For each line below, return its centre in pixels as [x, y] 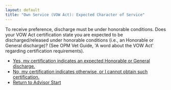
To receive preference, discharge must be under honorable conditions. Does [86, 29]
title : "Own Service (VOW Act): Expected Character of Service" [75, 15]
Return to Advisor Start [37, 82]
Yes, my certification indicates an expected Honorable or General [81, 61]
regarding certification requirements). [45, 51]
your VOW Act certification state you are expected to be [64, 35]
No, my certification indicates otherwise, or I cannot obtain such [80, 71]
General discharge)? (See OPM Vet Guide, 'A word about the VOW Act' [80, 45]
